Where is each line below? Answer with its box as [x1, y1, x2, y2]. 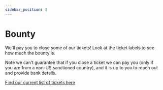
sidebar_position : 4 [5, 7, 48, 12]
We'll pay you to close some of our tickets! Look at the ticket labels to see [5, 45, 155, 51]
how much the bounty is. [5, 50, 56, 56]
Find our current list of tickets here [5, 79, 75, 85]
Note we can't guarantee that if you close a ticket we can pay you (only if [5, 60, 154, 65]
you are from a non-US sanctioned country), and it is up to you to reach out [5, 64, 158, 70]
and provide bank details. [5, 70, 57, 76]
